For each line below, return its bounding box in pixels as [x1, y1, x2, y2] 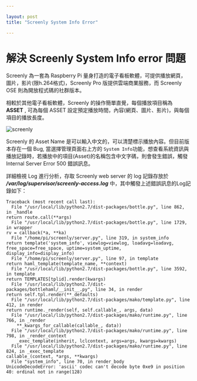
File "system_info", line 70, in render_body [11, 359, 125, 365]
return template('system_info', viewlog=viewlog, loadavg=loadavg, [6, 240, 175, 246]
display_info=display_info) [6, 251, 75, 257]
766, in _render [6, 317, 46, 324]
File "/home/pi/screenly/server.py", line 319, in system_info [11, 235, 169, 241]
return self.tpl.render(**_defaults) [6, 292, 98, 298]
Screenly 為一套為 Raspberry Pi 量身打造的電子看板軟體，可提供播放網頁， [6, 72, 186, 79]
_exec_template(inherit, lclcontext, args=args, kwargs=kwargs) [16, 338, 177, 344]
